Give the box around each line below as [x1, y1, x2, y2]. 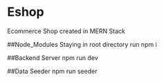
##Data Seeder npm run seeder [7, 67, 98, 75]
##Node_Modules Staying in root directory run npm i [7, 40, 157, 48]
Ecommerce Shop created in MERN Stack [7, 27, 126, 35]
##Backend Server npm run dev [7, 53, 98, 62]
